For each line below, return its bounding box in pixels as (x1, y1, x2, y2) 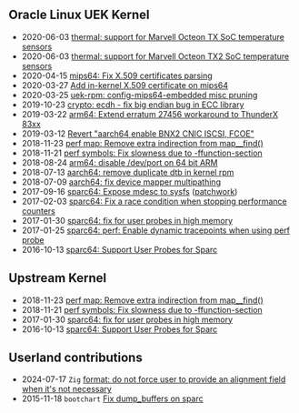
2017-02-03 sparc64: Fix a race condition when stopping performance (21, 196, 287, 206)
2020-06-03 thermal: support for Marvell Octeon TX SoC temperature (21, 31, 285, 42)
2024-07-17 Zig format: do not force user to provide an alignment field (21, 374, 286, 385)
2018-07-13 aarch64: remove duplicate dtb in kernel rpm (21, 166, 234, 177)
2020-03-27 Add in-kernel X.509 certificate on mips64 (21, 79, 229, 90)
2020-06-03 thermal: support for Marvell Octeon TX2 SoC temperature (21, 50, 290, 62)
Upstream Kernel (8, 270, 106, 286)
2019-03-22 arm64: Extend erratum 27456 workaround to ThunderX (21, 108, 279, 119)
